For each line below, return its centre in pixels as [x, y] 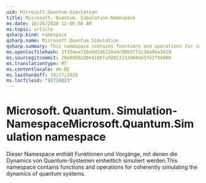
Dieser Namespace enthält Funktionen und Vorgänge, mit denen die [92, 154]
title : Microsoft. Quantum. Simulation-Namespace [71, 18]
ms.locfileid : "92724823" [39, 80]
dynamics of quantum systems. [46, 174]
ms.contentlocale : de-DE [38, 69]
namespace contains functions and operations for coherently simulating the [102, 167]
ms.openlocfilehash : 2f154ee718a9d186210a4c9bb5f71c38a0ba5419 [89, 52]
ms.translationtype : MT [37, 63]
